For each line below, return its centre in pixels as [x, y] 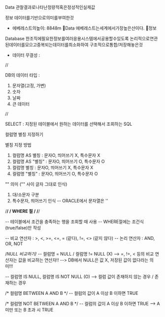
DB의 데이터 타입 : [23, 75]
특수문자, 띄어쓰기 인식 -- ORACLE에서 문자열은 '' [60, 201]
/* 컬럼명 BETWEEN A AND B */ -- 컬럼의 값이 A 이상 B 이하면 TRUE [72, 293]
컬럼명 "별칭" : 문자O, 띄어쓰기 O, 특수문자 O [55, 174]
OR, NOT [14, 244]
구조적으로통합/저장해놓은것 [116, 45]
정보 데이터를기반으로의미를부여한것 [39, 18]
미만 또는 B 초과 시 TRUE [29, 310]
